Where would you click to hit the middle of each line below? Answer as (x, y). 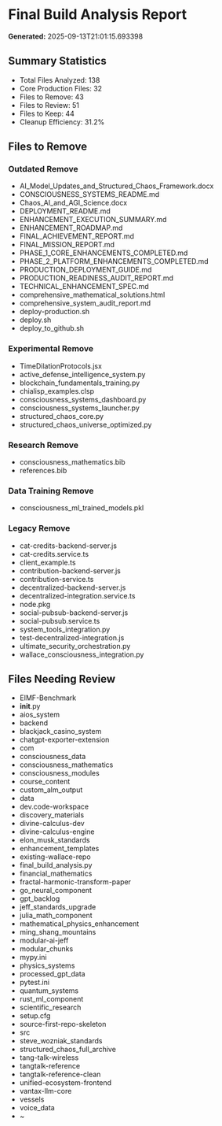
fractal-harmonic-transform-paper (75, 882)
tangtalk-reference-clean (60, 1074)
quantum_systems (49, 991)
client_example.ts (47, 562)
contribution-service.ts (56, 579)
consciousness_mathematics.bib (72, 462)
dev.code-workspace (54, 807)
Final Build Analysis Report (97, 15)
